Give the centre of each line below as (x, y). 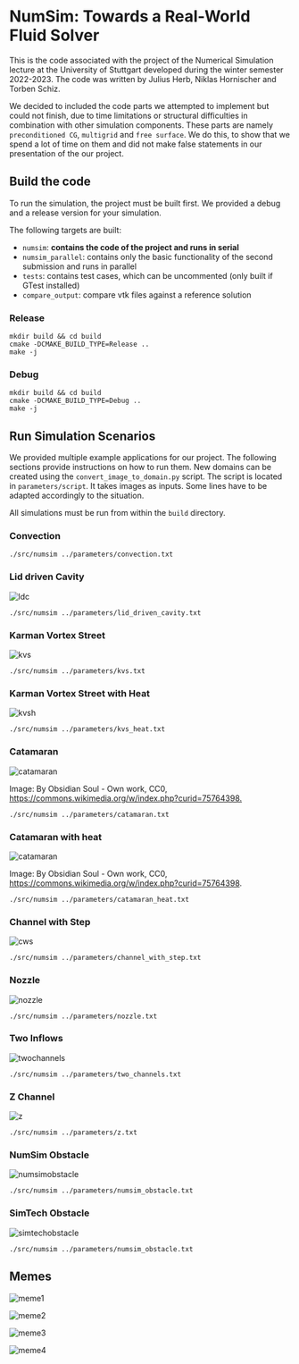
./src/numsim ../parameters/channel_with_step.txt (105, 958)
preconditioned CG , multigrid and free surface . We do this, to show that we (149, 134)
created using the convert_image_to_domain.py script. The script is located (146, 476)
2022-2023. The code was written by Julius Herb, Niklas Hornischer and (143, 79)
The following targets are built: (66, 230)
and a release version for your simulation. (86, 213)
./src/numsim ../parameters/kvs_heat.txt (87, 729)
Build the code (50, 182)
